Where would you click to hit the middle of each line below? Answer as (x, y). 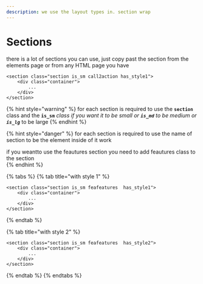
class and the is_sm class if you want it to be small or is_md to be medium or (101, 115)
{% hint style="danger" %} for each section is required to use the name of (99, 134)
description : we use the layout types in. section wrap (78, 12)
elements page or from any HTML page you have (68, 65)
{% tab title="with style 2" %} (43, 232)
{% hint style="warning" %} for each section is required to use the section (100, 109)
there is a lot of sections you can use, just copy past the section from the (98, 59)
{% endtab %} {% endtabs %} (44, 275)
